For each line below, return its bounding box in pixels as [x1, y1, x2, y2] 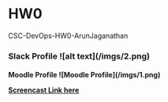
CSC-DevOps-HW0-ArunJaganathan [8, 31, 129, 40]
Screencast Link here [8, 85, 80, 95]
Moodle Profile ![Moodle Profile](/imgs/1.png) [8, 70, 161, 80]
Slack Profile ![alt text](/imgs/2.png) [8, 51, 151, 62]
